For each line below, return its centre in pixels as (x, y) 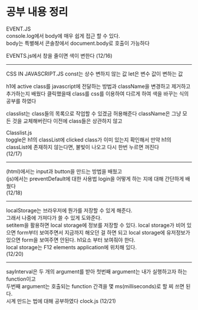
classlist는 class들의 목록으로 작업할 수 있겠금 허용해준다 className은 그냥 (94, 113)
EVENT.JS (19, 29)
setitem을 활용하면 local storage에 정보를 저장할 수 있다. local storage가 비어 (96, 225)
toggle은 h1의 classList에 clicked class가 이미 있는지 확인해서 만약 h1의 (89, 140)
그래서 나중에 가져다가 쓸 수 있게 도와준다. (54, 217)
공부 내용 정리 (37, 12)
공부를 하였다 (21, 101)
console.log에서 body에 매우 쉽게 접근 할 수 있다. (63, 35)
